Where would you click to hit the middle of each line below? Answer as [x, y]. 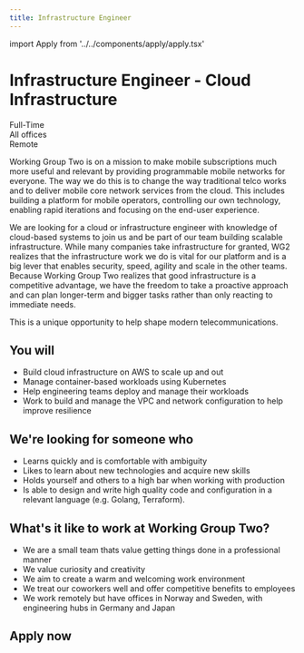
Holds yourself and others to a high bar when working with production [154, 481]
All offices [28, 134]
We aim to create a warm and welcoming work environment [134, 579]
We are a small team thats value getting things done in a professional [152, 550]
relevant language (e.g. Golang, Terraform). [104, 500]
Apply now [41, 636]
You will [32, 350]
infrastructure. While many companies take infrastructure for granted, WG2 [150, 247]
